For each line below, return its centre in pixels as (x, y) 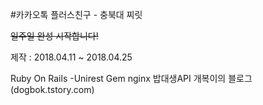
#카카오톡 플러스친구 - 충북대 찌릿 (76, 14)
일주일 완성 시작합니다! (54, 36)
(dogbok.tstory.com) (52, 89)
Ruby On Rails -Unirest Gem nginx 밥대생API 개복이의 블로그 (131, 78)
